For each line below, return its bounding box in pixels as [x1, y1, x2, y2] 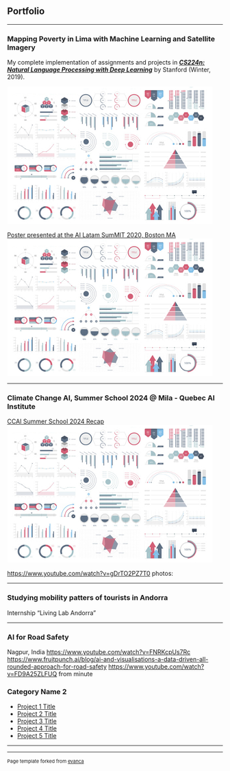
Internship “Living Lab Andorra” [7, 608, 97, 617]
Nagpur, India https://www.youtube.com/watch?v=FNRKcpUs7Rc [7, 648, 191, 656]
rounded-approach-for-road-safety [7, 662, 107, 671]
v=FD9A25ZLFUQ [7, 670, 57, 678]
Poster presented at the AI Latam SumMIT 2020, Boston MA [7, 231, 176, 239]
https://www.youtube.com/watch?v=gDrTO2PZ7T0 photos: [7, 570, 173, 578]
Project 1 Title [16, 702, 56, 711]
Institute [7, 402, 36, 412]
